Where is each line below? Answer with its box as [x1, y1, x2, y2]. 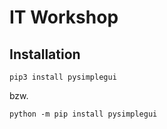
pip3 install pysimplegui [9, 72, 117, 82]
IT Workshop [9, 6, 119, 29]
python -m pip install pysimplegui [9, 109, 158, 119]
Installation [9, 46, 81, 63]
